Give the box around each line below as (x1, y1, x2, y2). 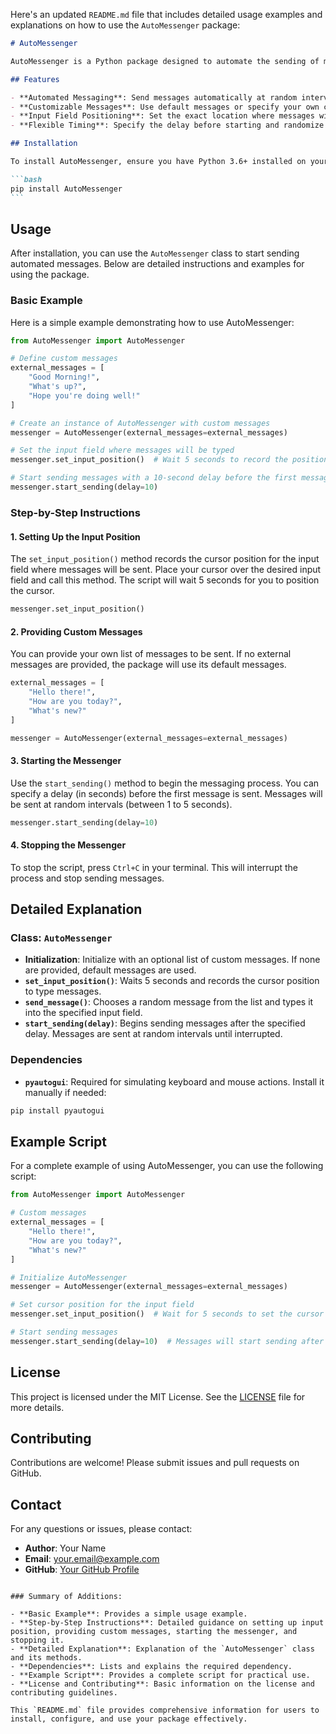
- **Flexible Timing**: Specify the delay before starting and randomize (10, 120, 325, 131)
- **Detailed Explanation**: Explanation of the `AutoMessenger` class (10, 1644, 315, 1654)
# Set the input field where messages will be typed (10, 445, 235, 456)
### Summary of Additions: (10, 1592, 123, 1602)
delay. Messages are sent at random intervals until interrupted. (24, 1028, 283, 1040)
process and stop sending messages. (10, 872, 165, 884)
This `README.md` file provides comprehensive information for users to (10, 1705, 320, 1716)
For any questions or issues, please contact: (10, 1523, 193, 1535)
